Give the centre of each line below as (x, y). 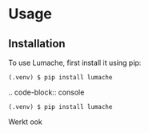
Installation (37, 44)
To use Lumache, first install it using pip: (75, 62)
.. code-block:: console (46, 92)
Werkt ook (25, 122)
